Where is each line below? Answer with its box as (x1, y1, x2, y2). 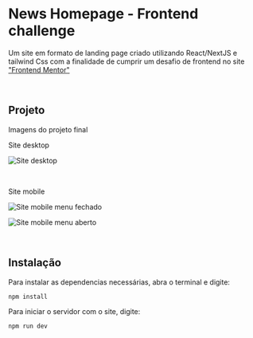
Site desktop (8, 140, 50, 150)
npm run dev (8, 322, 48, 331)
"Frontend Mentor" (8, 65, 70, 74)
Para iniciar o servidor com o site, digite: (8, 307, 141, 316)
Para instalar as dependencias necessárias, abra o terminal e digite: (8, 277, 231, 287)
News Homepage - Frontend (8, 5, 199, 23)
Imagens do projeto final (8, 124, 88, 134)
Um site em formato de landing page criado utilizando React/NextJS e (8, 48, 237, 57)
